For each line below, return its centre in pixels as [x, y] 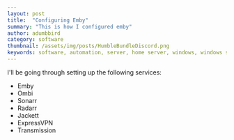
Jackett [28, 115]
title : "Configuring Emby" [48, 20]
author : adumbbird [34, 33]
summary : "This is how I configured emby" [70, 26]
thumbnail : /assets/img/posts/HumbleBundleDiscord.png [88, 46]
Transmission [37, 130]
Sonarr [27, 100]
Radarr [27, 108]
